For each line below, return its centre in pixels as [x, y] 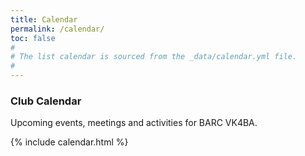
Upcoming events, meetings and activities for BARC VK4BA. [134, 123]
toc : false [33, 38]
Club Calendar [46, 101]
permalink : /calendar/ [57, 29]
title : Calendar [44, 19]
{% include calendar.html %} [69, 142]
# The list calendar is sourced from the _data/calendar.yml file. [154, 57]
